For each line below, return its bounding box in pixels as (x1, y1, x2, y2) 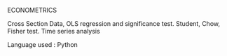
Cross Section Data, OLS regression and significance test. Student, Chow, (7, 20, 221, 27)
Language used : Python (7, 41, 78, 48)
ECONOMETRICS (7, 6, 57, 14)
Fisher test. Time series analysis (7, 27, 100, 35)
